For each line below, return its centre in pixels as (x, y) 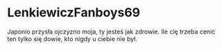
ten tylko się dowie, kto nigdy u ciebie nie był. (72, 38)
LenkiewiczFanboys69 (74, 13)
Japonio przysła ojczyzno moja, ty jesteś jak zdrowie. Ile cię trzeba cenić (111, 32)
